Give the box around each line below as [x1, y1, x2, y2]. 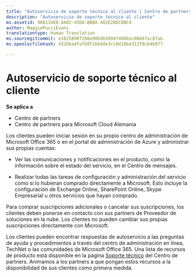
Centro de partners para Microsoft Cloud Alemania [14, 120, 136, 127]
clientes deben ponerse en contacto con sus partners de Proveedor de [6, 209, 177, 216]
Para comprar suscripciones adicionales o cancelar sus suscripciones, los [6, 203, 184, 210]
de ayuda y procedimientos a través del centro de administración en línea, [6, 239, 184, 246]
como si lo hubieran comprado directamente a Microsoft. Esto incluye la [14, 179, 188, 186]
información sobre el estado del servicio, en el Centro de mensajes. [14, 162, 177, 169]
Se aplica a [6, 103, 33, 110]
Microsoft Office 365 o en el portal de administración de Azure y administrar [6, 138, 190, 145]
